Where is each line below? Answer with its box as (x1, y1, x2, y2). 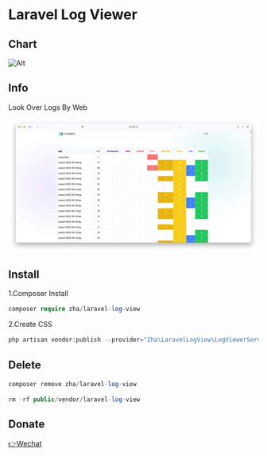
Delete (8, 358, 41, 372)
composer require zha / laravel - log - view (8, 305, 141, 314)
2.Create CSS (8, 320, 53, 329)
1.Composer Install (8, 289, 69, 298)
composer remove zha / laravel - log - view (8, 380, 137, 388)
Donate (8, 418, 45, 431)
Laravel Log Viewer (8, 6, 137, 24)
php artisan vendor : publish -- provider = (8, 336, 145, 344)
